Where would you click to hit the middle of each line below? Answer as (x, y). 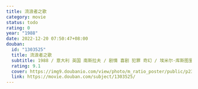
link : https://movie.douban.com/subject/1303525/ (73, 77)
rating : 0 (18, 28)
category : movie (26, 17)
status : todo (22, 22)
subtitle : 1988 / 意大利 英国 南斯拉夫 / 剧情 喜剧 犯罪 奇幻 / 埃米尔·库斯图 (100, 60)
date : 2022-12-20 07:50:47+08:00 (47, 39)
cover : (19, 71)
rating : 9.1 (26, 66)
